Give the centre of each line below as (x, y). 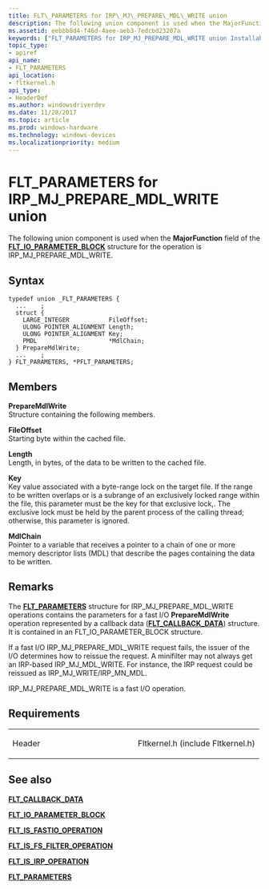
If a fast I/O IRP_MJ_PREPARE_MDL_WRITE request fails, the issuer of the (129, 647)
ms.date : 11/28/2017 (43, 113)
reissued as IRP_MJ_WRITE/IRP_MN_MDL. (78, 673)
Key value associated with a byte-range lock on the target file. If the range (131, 487)
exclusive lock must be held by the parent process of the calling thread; (126, 512)
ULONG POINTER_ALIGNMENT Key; (73, 334)
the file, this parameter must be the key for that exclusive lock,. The (119, 504)
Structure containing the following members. (82, 414)
